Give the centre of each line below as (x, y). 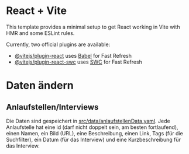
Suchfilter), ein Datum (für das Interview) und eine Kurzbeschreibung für (94, 139)
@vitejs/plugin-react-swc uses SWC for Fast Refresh (78, 62)
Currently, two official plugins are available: (58, 44)
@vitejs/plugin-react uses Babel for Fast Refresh (73, 55)
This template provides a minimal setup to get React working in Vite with (93, 27)
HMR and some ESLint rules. (40, 33)
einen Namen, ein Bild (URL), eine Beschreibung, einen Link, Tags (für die (94, 133)
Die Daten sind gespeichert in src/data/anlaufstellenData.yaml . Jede (88, 121)
